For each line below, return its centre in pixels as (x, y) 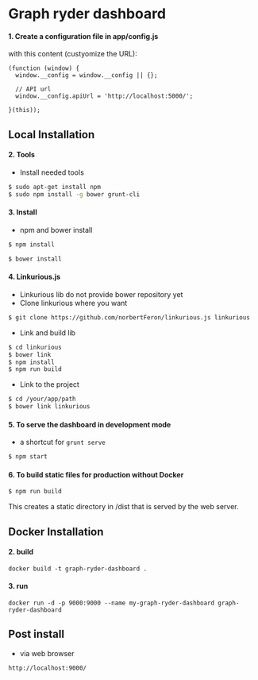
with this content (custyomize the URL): (73, 54)
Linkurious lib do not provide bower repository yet (101, 294)
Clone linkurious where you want (73, 303)
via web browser (47, 653)
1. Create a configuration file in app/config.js (83, 36)
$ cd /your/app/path (42, 399)
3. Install (23, 212)
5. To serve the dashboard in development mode (90, 424)
